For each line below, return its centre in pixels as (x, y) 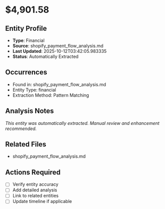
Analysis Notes (30, 111)
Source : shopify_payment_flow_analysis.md (58, 46)
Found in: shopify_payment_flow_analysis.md (59, 84)
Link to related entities (35, 196)
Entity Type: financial (34, 90)
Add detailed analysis (35, 190)
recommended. (21, 128)
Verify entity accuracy (35, 184)
